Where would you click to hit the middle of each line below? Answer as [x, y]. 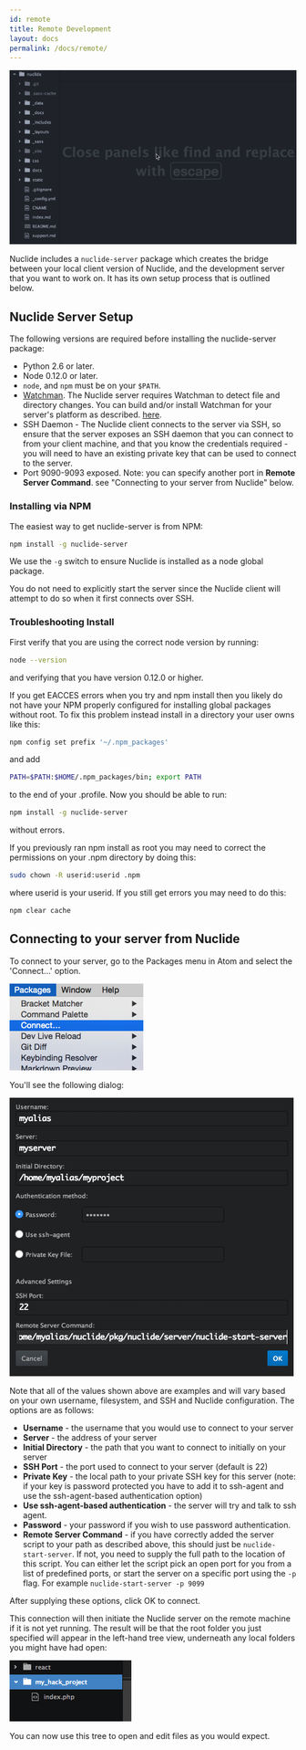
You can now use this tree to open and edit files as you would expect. [140, 1735]
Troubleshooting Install [62, 623]
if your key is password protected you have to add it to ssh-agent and [153, 1486]
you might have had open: [58, 1647]
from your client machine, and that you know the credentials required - [155, 444]
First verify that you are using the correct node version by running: [134, 642]
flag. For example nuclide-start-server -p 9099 [113, 1583]
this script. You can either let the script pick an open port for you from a [157, 1563]
